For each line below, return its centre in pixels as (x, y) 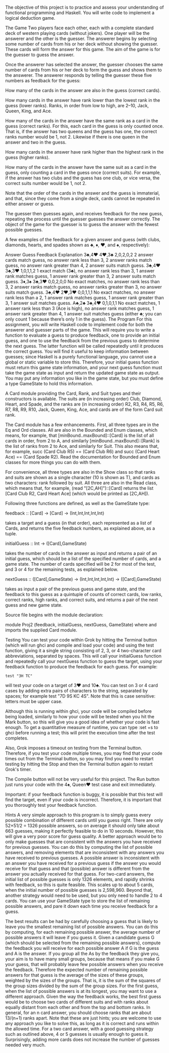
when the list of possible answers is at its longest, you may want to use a (81, 991)
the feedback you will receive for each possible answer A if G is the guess (82, 948)
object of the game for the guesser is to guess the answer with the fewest (82, 224)
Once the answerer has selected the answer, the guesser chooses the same (84, 64)
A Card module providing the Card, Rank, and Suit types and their (73, 393)
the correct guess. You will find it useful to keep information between (77, 351)
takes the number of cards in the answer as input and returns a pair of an (81, 553)
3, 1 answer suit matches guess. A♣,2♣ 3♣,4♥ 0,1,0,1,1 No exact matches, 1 (83, 303)
